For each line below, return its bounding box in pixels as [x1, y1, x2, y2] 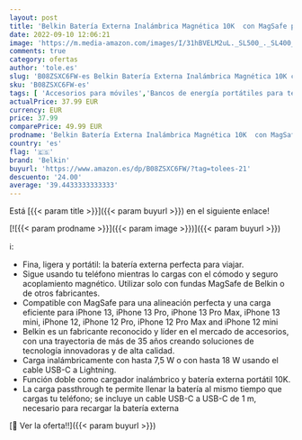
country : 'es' [9, 139, 63, 148]
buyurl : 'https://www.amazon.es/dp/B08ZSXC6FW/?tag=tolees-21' [9, 164, 252, 173]
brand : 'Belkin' [9, 155, 70, 165]
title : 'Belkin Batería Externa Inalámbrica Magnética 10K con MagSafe [9, 22, 288, 31]
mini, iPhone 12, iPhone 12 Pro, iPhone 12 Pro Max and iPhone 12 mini [22, 316, 279, 327]
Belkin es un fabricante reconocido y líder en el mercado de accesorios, [22, 326, 289, 337]
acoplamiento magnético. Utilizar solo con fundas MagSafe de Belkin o [22, 279, 285, 289]
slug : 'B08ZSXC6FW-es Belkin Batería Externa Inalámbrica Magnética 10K [9, 72, 288, 81]
